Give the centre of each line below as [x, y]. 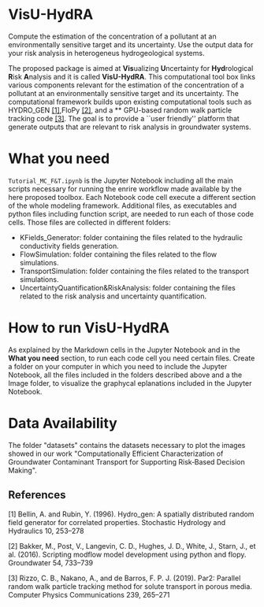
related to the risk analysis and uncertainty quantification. [113, 296]
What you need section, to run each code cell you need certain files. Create [132, 358]
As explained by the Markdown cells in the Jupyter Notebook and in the [124, 350]
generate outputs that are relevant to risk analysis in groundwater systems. [130, 127]
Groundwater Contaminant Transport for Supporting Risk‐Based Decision [127, 461]
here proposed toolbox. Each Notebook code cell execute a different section [132, 197]
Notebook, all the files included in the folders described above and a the [125, 375]
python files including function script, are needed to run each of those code [131, 213]
